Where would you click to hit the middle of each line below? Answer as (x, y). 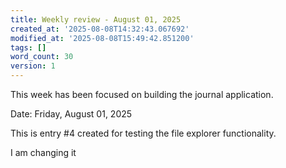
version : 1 (33, 66)
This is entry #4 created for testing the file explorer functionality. (143, 133)
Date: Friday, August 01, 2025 (71, 114)
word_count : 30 (42, 57)
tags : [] (28, 47)
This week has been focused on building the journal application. (142, 94)
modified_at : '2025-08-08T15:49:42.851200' (102, 38)
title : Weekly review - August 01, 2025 (96, 19)
